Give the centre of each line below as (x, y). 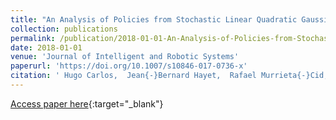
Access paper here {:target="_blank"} (87, 103)
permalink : (33, 38)
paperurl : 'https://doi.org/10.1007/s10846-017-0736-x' (129, 66)
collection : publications (64, 29)
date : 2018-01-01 (46, 47)
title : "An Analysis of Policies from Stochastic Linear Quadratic (154, 19)
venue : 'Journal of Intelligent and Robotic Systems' (125, 57)
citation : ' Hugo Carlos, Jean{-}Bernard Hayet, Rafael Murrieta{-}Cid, (169, 76)
